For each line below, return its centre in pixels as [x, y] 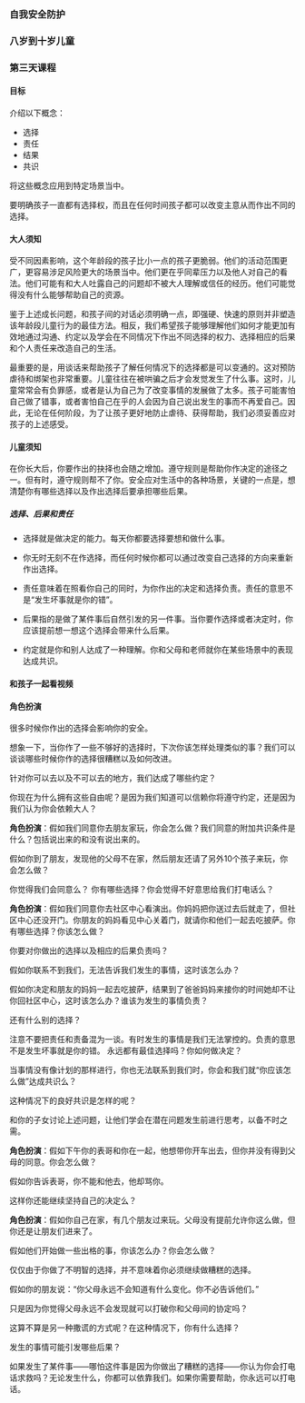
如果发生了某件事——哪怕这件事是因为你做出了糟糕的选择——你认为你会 [144, 1367]
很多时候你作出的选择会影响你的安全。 [81, 728]
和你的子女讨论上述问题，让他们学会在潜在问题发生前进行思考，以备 [137, 1120]
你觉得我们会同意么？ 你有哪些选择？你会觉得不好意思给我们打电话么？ [142, 890]
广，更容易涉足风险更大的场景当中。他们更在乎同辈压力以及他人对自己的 [144, 272]
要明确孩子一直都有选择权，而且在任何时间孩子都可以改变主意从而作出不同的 [152, 204]
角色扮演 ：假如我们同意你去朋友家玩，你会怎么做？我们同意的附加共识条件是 [152, 828]
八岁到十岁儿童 [42, 41]
